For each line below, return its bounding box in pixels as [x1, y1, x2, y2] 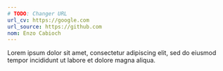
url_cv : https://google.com [7, 17, 90, 24]
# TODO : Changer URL [7, 10, 68, 17]
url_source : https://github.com [7, 23, 102, 30]
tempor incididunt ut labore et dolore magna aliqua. [7, 56, 156, 65]
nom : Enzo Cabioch [7, 29, 61, 37]
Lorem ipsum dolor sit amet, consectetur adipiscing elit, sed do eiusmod [7, 49, 217, 57]
